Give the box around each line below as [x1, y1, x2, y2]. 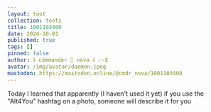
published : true [7, 37, 55, 44]
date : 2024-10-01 [7, 30, 59, 38]
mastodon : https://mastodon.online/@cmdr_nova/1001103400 [7, 69, 183, 77]
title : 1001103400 [7, 23, 62, 30]
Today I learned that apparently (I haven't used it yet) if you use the [7, 89, 205, 98]
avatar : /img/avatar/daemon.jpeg [7, 63, 107, 70]
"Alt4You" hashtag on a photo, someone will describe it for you [7, 96, 192, 105]
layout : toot [7, 10, 46, 18]
